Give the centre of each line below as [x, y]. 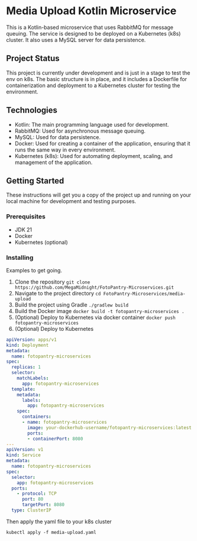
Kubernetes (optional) [41, 242]
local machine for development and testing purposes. [71, 201]
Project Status [33, 58]
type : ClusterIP [31, 510]
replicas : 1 [26, 367]
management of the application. [54, 162]
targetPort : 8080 [43, 505]
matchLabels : [33, 378]
